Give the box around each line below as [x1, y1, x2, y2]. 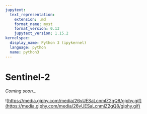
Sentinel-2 [5, 71, 50, 83]
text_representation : [10, 12, 55, 17]
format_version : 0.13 [14, 26, 59, 31]
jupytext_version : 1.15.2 [14, 31, 69, 36]
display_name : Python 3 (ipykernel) [10, 40, 87, 45]
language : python [10, 45, 46, 50]
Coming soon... [5, 88, 37, 94]
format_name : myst [14, 21, 53, 27]
